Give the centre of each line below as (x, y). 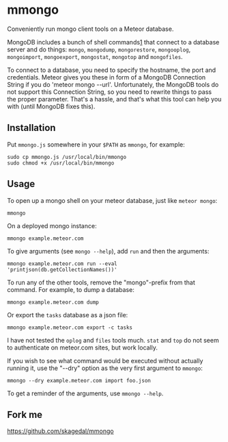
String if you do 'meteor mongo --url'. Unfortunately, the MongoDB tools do (113, 84)
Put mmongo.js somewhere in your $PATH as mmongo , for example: (96, 144)
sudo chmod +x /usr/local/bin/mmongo (61, 163)
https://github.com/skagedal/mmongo (60, 431)
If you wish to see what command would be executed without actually (105, 360)
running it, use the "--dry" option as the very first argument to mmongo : (105, 368)
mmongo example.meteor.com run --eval (62, 263)
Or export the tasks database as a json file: (68, 315)
